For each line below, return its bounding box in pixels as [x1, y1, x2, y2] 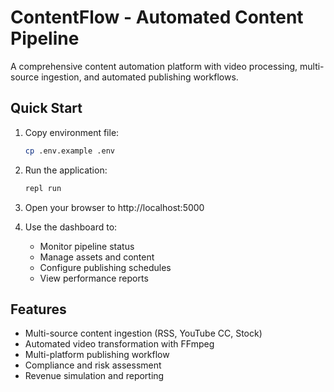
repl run [24, 183, 62, 193]
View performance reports [39, 272, 149, 284]
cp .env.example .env [24, 146, 115, 156]
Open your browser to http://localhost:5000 [24, 201, 205, 213]
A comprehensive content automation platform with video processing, [10, 60, 298, 72]
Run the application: [24, 164, 108, 176]
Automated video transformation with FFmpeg [24, 338, 215, 350]
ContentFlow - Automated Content [10, 6, 304, 29]
